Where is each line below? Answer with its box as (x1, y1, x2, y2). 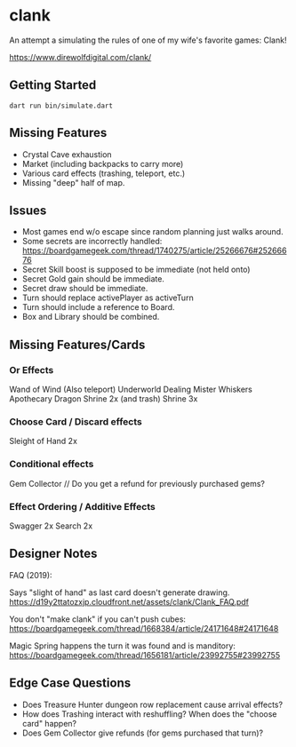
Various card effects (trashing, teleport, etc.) (21, 168, 186, 179)
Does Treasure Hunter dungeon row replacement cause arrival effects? (21, 699, 283, 710)
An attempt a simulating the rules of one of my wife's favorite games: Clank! (9, 35, 287, 45)
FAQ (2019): (9, 569, 52, 580)
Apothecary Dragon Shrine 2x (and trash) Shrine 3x (9, 393, 198, 404)
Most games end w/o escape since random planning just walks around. (21, 226, 284, 237)
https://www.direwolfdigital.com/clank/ (9, 52, 152, 62)
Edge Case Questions (9, 676, 132, 691)
